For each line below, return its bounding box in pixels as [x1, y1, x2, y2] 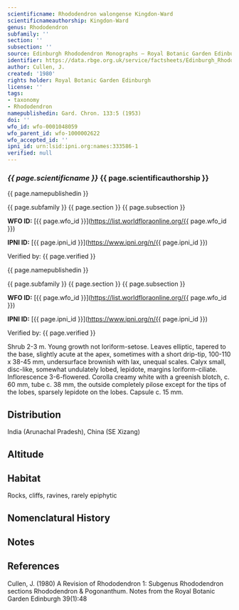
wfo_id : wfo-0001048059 [7, 123, 78, 130]
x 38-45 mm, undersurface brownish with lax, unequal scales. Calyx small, [7, 358, 226, 366]
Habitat [7, 472, 41, 485]
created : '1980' [7, 70, 55, 77]
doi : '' [7, 116, 31, 123]
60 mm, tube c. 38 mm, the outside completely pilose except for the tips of [7, 381, 226, 389]
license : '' [7, 83, 43, 91]
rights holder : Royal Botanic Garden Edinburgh [7, 76, 152, 84]
